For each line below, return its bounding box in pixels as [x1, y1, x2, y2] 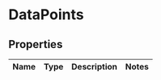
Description [71, 62, 117, 72]
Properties [8, 38, 63, 51]
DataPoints [8, 6, 84, 24]
